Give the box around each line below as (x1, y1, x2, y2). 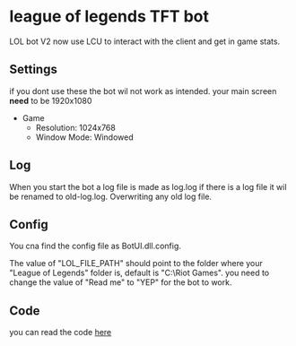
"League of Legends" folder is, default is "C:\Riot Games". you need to (9, 267, 270, 279)
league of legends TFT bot (9, 6, 209, 27)
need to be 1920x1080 (9, 95, 92, 106)
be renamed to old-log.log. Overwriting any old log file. (9, 191, 213, 202)
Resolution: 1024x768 (35, 122, 117, 133)
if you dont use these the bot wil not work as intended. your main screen (9, 85, 277, 96)
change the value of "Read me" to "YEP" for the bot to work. (9, 277, 232, 288)
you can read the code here (9, 327, 112, 338)
